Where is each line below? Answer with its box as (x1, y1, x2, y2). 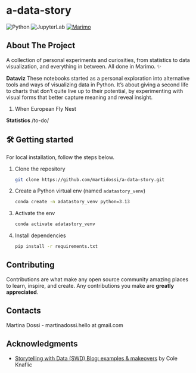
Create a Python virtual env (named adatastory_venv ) (14, 187, 146, 194)
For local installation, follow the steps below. (6, 153, 115, 161)
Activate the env (14, 210, 55, 217)
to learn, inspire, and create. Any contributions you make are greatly (6, 282, 175, 289)
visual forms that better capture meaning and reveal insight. (6, 94, 153, 101)
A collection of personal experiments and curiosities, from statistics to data (6, 56, 191, 63)
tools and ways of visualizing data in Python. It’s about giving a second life (6, 81, 189, 88)
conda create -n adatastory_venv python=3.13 (14, 199, 130, 205)
